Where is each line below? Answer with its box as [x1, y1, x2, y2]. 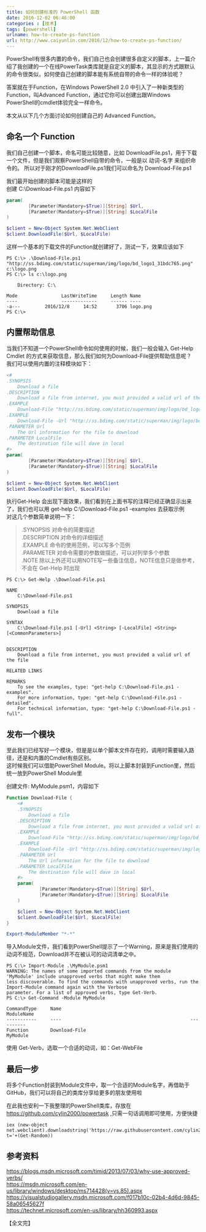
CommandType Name [6, 1006, 62, 1012]
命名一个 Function [6, 131, 75, 142]
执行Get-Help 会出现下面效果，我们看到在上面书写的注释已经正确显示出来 [6, 498, 192, 505]
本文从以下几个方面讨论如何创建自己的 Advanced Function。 [6, 112, 159, 119]
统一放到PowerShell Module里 [6, 769, 83, 777]
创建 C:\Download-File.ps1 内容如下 [6, 185, 96, 192]
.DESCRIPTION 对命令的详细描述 [21, 534, 104, 541]
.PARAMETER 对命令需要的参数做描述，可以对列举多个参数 [21, 549, 170, 556]
